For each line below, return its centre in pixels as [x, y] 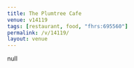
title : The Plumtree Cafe [44, 13]
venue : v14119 [28, 20]
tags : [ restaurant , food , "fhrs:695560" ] [68, 26]
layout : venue [28, 39]
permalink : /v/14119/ [38, 33]
